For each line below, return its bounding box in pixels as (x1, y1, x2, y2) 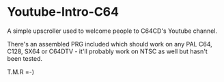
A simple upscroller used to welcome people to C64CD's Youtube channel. (7, 27, 217, 35)
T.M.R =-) (7, 68, 35, 76)
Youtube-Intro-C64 (7, 4, 120, 20)
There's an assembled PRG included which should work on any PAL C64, (7, 40, 213, 48)
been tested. (7, 54, 43, 62)
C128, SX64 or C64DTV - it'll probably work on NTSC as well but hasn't (7, 47, 208, 55)
